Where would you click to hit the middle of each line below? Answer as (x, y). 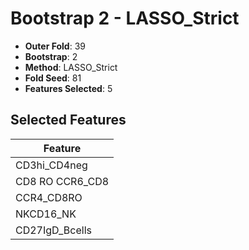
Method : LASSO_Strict (71, 67)
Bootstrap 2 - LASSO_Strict (125, 18)
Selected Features (68, 120)
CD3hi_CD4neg (51, 165)
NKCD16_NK (46, 214)
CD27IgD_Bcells (53, 230)
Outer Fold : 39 (55, 46)
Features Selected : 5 (68, 88)
